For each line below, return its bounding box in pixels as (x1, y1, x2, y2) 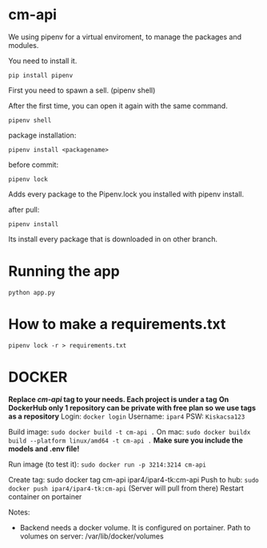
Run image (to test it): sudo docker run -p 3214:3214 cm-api (8, 459, 206, 469)
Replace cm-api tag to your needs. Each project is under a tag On (8, 394, 229, 404)
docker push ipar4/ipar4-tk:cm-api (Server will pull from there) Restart (8, 483, 244, 493)
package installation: (8, 130, 77, 140)
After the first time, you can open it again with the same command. (8, 101, 228, 110)
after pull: (8, 205, 40, 214)
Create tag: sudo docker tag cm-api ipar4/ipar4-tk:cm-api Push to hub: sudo (8, 475, 259, 484)
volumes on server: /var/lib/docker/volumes (19, 531, 164, 541)
